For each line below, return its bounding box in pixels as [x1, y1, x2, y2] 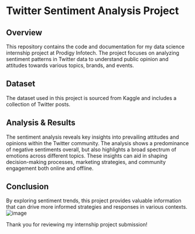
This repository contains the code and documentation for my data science [6, 43, 185, 50]
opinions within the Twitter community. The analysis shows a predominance [6, 139, 189, 146]
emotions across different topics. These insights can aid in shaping [6, 152, 168, 159]
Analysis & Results [6, 118, 76, 128]
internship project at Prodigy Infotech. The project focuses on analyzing [6, 49, 180, 56]
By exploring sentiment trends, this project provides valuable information [6, 197, 182, 204]
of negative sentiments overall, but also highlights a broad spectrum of [6, 146, 177, 153]
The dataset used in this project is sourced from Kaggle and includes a [6, 94, 177, 101]
